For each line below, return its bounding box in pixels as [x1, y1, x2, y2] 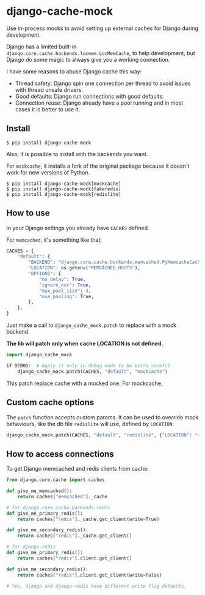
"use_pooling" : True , [38, 293, 95, 299]
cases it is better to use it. [15, 105, 81, 113]
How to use [6, 208, 50, 219]
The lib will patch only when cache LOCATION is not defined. [6, 340, 164, 347]
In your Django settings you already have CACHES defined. [6, 224, 149, 231]
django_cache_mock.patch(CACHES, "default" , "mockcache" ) [17, 369, 168, 375]
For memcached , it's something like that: [6, 236, 103, 243]
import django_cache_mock [6, 352, 72, 358]
